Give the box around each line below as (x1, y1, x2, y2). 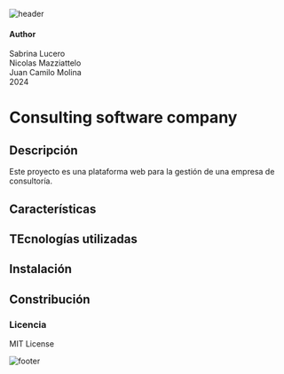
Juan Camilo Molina (9, 67, 82, 78)
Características (9, 201, 97, 216)
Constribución (9, 292, 91, 307)
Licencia (9, 318, 47, 331)
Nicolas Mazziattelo (9, 58, 82, 68)
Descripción (9, 143, 78, 158)
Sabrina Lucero (9, 49, 66, 59)
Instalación (9, 261, 73, 277)
